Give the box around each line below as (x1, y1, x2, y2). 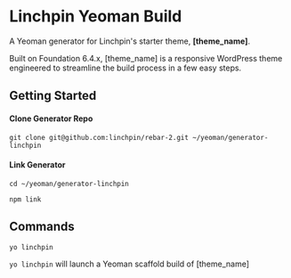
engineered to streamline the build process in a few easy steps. (9, 62, 242, 73)
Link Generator (9, 159, 66, 170)
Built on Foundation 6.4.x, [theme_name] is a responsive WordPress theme (9, 53, 283, 63)
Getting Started (9, 88, 97, 103)
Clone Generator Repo (9, 113, 93, 124)
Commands (9, 219, 76, 234)
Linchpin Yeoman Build (9, 6, 182, 27)
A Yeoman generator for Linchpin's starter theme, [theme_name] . (9, 36, 251, 46)
